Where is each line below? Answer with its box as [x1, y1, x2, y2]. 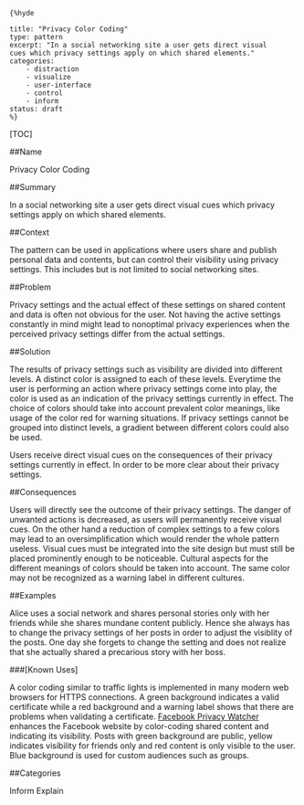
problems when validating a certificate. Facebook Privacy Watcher [9, 711, 260, 722]
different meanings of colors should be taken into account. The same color [9, 563, 290, 573]
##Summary [9, 182, 57, 192]
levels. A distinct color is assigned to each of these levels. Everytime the [9, 374, 281, 384]
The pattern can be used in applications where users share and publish [9, 245, 278, 255]
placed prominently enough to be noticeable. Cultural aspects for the [9, 553, 269, 564]
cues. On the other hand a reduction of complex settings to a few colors [9, 524, 280, 535]
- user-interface [26, 80, 92, 90]
